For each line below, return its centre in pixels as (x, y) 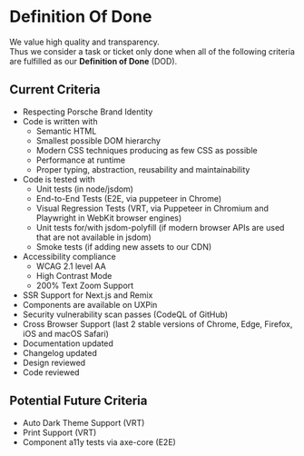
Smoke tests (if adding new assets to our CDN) (124, 246)
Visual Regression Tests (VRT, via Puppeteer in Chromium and (152, 208)
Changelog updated (59, 352)
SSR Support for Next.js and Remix (88, 295)
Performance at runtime (80, 160)
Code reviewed (51, 372)
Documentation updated (68, 343)
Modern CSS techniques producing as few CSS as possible (147, 150)
